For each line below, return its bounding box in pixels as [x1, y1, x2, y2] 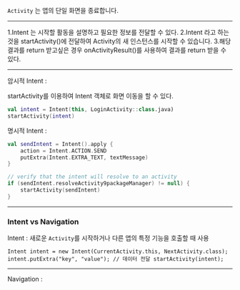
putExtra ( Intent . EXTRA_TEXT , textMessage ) [20, 154, 149, 161]
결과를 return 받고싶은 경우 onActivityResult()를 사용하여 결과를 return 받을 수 [7, 46, 227, 54]
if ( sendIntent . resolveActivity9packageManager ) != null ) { [7, 180, 191, 187]
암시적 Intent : [7, 77, 48, 85]
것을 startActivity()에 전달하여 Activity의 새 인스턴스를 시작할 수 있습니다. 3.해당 [7, 37, 231, 45]
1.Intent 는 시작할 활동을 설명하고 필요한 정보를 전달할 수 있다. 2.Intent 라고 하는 [7, 28, 230, 36]
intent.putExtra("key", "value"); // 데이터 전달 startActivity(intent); [7, 256, 224, 263]
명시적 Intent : [7, 126, 48, 135]
